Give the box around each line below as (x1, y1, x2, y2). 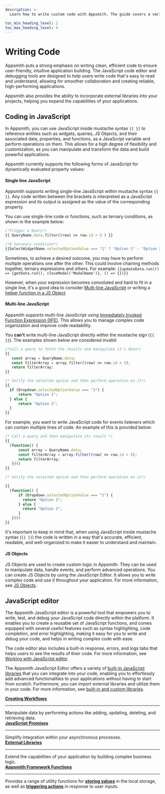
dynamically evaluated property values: (5, 166, 85, 172)
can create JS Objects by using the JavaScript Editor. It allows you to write (5, 572, 156, 578)
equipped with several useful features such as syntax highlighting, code (5, 625, 151, 631)
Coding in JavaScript (5, 112, 71, 121)
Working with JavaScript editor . (5, 656, 69, 661)
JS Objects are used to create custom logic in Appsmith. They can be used (5, 562, 157, 568)
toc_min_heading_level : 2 (5, 21, 58, 26)
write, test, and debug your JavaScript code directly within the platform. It (5, 615, 155, 621)
